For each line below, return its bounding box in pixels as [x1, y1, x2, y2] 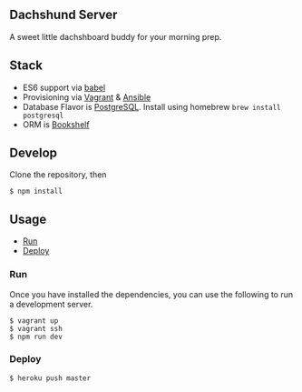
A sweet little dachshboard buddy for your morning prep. [9, 31, 222, 42]
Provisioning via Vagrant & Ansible [22, 91, 151, 103]
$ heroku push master [9, 373, 92, 383]
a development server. [9, 298, 93, 309]
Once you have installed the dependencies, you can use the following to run [9, 288, 294, 299]
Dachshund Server [9, 7, 118, 23]
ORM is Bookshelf [22, 118, 90, 130]
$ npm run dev [9, 332, 63, 341]
